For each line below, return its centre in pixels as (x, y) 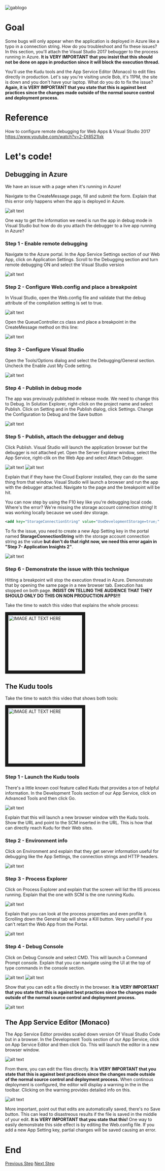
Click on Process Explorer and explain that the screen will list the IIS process (82, 890)
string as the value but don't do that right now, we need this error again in (81, 541)
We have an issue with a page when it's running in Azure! (63, 186)
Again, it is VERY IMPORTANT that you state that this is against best (76, 87)
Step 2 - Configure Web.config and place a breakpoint (71, 287)
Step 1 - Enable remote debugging (46, 243)
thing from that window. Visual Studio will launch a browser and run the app (82, 482)
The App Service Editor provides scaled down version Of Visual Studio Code (83, 1034)
